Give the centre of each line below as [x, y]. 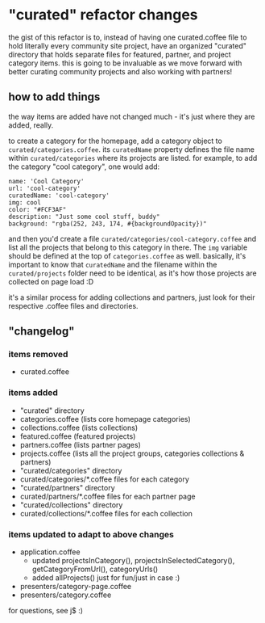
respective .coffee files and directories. [73, 305]
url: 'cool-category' [45, 188]
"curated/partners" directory [67, 487]
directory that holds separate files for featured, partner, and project [120, 54]
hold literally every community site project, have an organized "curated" [128, 45]
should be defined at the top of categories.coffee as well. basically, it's [127, 255]
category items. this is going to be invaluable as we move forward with [125, 63]
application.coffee [50, 552]
